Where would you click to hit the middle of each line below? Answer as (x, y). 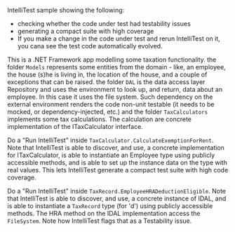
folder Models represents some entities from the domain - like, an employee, (116, 67)
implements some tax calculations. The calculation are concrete (99, 119)
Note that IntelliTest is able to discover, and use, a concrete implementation (116, 148)
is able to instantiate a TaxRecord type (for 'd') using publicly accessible (110, 206)
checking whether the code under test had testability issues (104, 23)
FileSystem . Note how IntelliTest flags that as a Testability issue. (100, 221)
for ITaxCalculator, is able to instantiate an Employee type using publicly (111, 155)
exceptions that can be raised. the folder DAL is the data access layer (106, 82)
